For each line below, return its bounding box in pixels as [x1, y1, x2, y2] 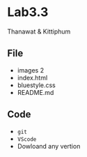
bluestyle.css [17, 81, 56, 89]
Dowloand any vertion [17, 142, 81, 150]
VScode [17, 135, 37, 143]
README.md [17, 88, 54, 96]
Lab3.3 [7, 4, 49, 20]
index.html [17, 73, 48, 82]
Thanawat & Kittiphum [7, 27, 71, 36]
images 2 [17, 66, 44, 74]
